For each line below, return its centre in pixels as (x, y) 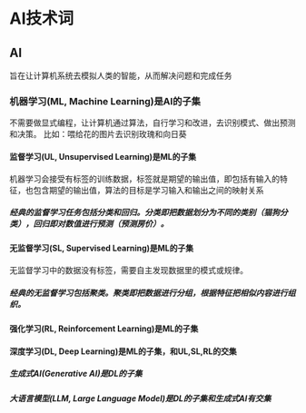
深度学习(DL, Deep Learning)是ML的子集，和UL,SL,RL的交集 (123, 351)
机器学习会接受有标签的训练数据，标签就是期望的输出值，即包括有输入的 (144, 179)
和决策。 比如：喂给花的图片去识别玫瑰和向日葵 (98, 134)
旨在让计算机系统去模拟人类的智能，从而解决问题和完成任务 (121, 75)
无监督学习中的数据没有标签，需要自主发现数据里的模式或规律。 (128, 270)
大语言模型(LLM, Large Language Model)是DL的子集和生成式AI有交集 (140, 398)
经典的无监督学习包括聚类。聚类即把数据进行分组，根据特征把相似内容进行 (148, 292)
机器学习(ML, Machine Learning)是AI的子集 (105, 101)
